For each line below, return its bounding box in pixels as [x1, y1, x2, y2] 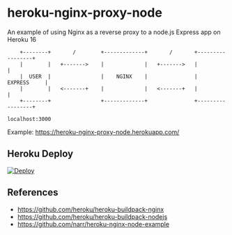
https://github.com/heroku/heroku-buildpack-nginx [17, 205, 164, 213]
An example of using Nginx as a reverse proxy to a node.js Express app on [7, 28, 221, 36]
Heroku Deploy [7, 148, 74, 160]
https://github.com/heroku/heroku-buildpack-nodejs [17, 212, 168, 220]
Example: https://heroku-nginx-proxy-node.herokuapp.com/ [7, 127, 180, 136]
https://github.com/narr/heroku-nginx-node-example [17, 220, 169, 228]
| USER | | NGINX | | [20, 73, 198, 80]
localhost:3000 [7, 115, 52, 122]
